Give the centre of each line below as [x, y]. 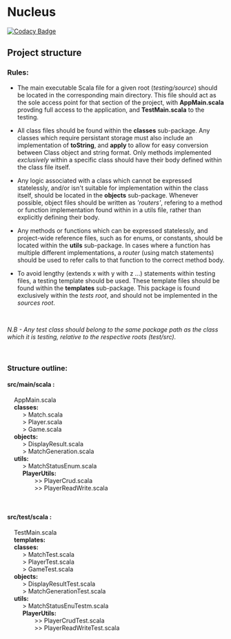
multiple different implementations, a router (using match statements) [115, 252]
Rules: [18, 73]
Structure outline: [37, 368]
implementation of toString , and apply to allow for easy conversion [113, 145]
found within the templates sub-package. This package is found [109, 288]
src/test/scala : [29, 517]
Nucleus [32, 12]
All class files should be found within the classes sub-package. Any [113, 130]
